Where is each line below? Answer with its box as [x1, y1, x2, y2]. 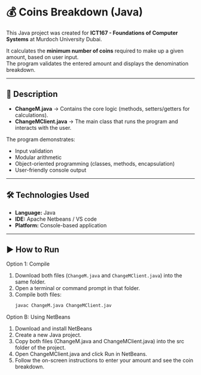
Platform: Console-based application [14, 221, 107, 228]
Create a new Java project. [14, 331, 82, 339]
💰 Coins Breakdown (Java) [6, 5, 144, 19]
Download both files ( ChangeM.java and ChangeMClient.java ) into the [14, 272, 182, 279]
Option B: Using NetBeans [6, 313, 71, 321]
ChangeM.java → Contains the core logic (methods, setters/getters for [14, 105, 190, 112]
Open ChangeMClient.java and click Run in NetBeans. [14, 350, 148, 358]
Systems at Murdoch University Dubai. [6, 35, 102, 42]
